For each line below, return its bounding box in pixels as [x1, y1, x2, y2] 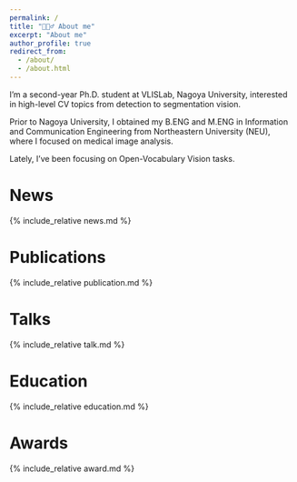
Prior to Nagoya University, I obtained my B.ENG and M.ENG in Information [9, 115, 289, 127]
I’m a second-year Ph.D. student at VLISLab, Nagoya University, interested [9, 88, 288, 100]
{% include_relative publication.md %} [9, 276, 153, 287]
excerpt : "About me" [9, 30, 88, 39]
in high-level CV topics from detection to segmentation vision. [9, 98, 242, 109]
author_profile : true [9, 38, 92, 48]
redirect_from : [9, 47, 67, 56]
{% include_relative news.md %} [9, 215, 132, 226]
